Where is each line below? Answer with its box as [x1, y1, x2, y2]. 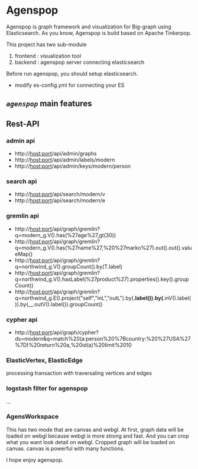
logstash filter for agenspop [6, 384, 88, 393]
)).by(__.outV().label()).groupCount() [14, 300, 103, 308]
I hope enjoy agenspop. [6, 456, 64, 463]
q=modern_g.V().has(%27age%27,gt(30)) [14, 231, 116, 238]
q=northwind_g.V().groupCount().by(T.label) [14, 263, 123, 270]
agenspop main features [6, 99, 92, 109]
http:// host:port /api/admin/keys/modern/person [14, 163, 131, 170]
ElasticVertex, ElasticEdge [6, 356, 83, 364]
